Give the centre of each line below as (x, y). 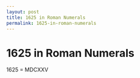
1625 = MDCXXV (27, 70)
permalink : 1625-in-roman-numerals (51, 23)
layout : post (23, 12)
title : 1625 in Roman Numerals (46, 18)
